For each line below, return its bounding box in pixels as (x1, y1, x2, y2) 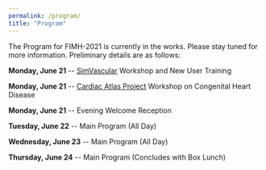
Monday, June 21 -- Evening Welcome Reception (8, 106, 172, 115)
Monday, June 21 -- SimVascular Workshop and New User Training (8, 65, 232, 75)
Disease (8, 89, 35, 99)
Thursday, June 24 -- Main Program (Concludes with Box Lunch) (8, 152, 227, 162)
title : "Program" (8, 19, 67, 27)
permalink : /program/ (8, 11, 81, 20)
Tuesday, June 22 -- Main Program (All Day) (8, 121, 157, 131)
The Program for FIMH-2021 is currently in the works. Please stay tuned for (8, 41, 258, 51)
